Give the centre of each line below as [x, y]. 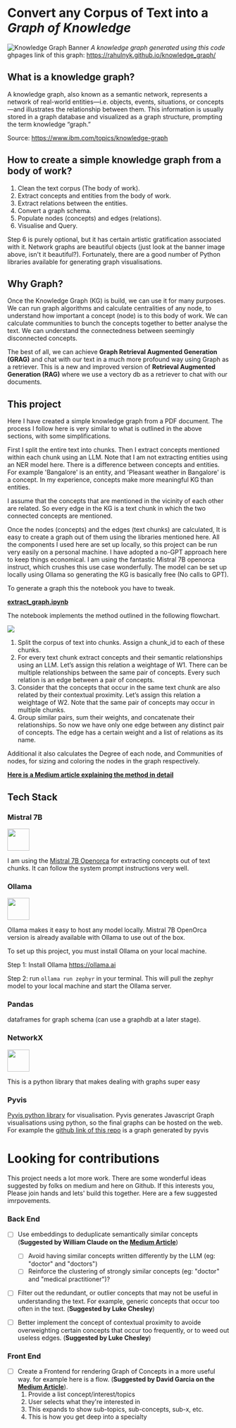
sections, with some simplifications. [59, 436]
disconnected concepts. [42, 338]
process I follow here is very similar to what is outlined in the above [105, 429]
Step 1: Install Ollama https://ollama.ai [62, 965]
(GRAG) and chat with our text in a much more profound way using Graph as [118, 359]
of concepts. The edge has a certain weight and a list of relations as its [120, 732]
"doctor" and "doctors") [63, 1264]
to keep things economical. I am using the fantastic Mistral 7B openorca [111, 559]
